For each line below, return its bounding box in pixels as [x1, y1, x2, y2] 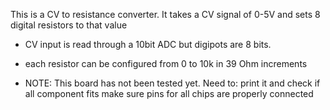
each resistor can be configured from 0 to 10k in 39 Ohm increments [24, 58, 308, 69]
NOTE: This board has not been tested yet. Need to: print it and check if [24, 77, 321, 89]
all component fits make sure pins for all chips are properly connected [24, 88, 314, 99]
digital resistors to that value [10, 19, 128, 31]
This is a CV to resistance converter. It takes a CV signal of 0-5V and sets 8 [10, 9, 321, 20]
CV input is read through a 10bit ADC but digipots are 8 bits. [24, 39, 272, 50]
